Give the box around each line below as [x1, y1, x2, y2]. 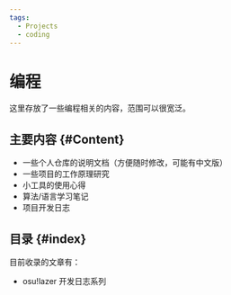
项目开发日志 [22, 202, 70, 213]
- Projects [17, 22, 58, 31]
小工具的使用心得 [22, 180, 86, 191]
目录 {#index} [9, 231, 87, 246]
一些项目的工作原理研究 [22, 168, 110, 180]
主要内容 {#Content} [9, 131, 125, 147]
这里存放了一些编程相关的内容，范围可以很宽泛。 [9, 103, 191, 113]
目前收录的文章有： [9, 256, 81, 267]
